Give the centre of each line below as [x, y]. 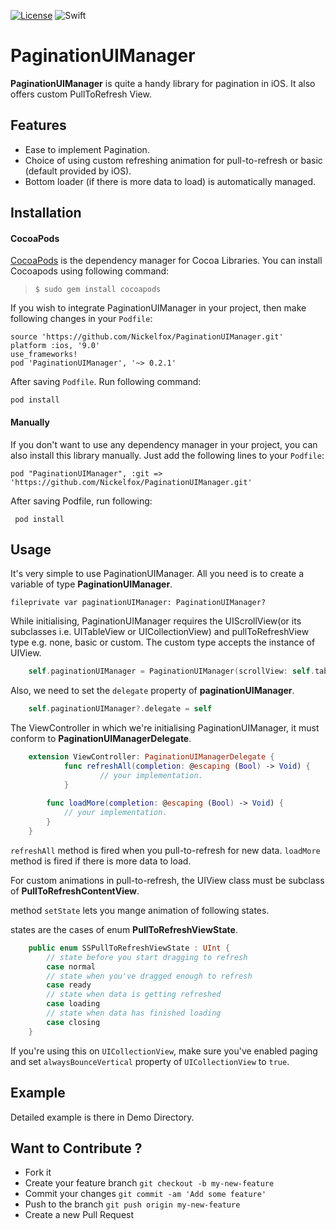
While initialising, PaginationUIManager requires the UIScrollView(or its [156, 621]
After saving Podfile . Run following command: [106, 382]
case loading [73, 1004]
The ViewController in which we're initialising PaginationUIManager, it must [165, 728]
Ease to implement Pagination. [87, 149]
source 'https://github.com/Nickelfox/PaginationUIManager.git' [147, 337]
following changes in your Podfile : [81, 319]
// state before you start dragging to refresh [147, 957]
